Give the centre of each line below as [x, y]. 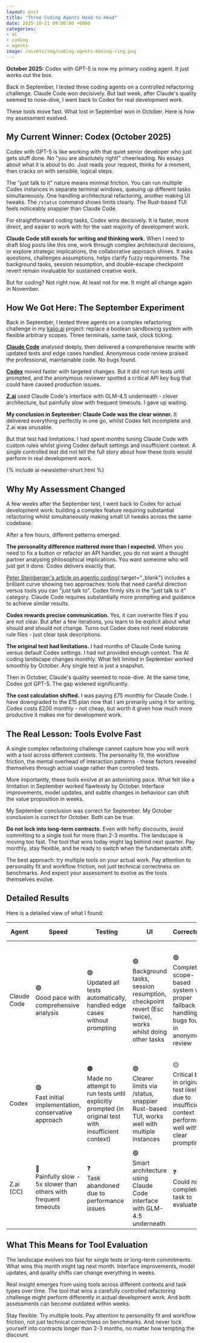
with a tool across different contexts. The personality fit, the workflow [93, 755]
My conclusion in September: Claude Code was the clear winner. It [92, 414]
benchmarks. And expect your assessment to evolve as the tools [87, 873]
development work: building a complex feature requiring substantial [90, 511]
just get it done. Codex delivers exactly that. [61, 566]
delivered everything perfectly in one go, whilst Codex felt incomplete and [98, 421]
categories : [21, 29]
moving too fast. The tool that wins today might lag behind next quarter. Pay [101, 842]
